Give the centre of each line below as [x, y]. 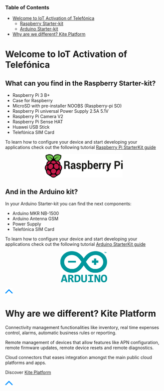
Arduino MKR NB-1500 [36, 213]
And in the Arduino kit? [42, 192]
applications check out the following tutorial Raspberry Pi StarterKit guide [81, 147]
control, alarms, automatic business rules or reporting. [61, 333]
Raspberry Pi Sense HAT [38, 122]
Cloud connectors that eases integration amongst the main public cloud [79, 358]
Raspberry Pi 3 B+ [31, 95]
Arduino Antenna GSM [35, 219]
